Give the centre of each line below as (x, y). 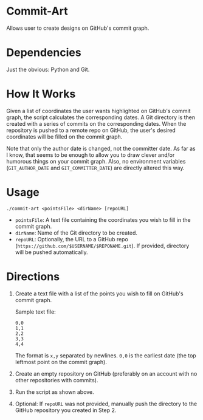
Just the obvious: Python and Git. (48, 69)
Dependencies (44, 53)
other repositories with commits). (57, 380)
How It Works (41, 94)
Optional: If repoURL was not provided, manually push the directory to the (106, 404)
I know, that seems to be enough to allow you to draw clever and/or (91, 155)
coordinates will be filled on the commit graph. (64, 136)
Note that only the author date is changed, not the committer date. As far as (101, 148)
